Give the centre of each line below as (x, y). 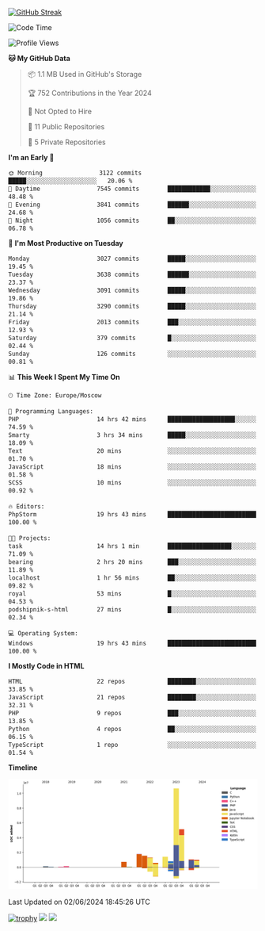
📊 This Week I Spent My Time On (64, 377)
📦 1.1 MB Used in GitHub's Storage (85, 74)
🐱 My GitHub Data (40, 58)
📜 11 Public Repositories (66, 126)
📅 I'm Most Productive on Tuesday (66, 243)
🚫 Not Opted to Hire (60, 111)
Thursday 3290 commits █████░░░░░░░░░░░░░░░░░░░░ (132, 306)
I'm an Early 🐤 (31, 157)
